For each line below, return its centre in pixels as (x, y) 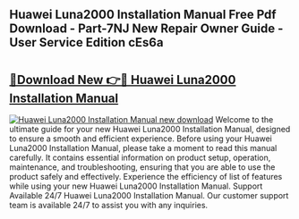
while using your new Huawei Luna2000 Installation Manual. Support (136, 186)
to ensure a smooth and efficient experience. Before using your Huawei (141, 139)
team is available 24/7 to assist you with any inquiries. (109, 205)
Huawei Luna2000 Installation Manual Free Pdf (143, 15)
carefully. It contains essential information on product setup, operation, (140, 157)
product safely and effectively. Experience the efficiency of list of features (146, 177)
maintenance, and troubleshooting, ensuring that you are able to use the (142, 167)
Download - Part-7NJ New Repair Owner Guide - (146, 29)
